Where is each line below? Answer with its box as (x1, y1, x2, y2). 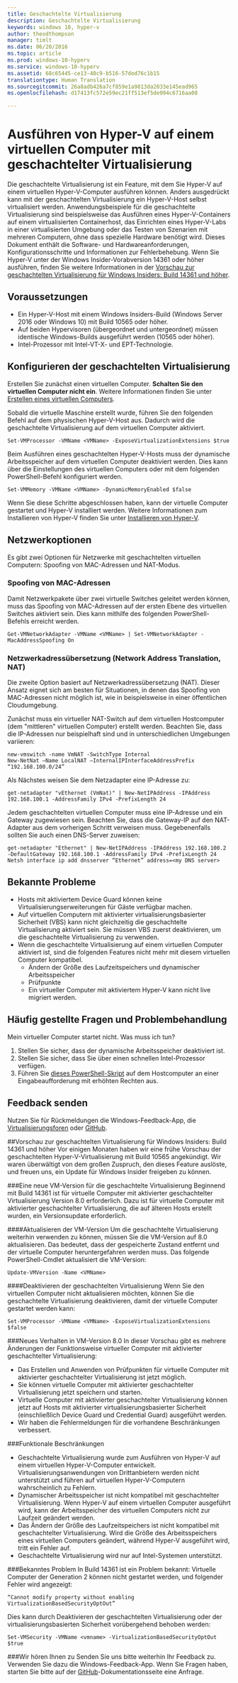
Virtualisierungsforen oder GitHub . (7, 1123, 108, 1132)
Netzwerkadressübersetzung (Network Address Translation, (7, 653, 221, 663)
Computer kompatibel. (17, 955, 84, 964)
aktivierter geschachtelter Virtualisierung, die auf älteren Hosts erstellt (7, 1204, 212, 1212)
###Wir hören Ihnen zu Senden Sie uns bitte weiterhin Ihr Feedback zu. (7, 1652, 216, 1661)
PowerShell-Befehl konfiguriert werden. (7, 472, 123, 481)
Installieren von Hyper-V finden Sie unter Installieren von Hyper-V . (7, 513, 200, 522)
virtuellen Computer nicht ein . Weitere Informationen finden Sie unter (7, 387, 212, 395)
